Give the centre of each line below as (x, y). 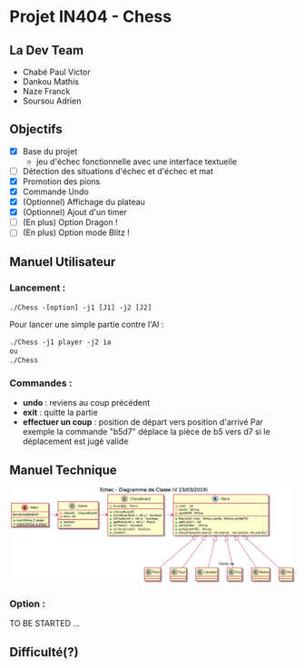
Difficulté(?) (44, 652)
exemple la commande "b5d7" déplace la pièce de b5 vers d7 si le (146, 432)
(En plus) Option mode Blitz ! (76, 232)
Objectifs (36, 129)
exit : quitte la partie (60, 413)
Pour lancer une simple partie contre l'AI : (87, 324)
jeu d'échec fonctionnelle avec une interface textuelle (137, 162)
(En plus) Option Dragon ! (70, 222)
